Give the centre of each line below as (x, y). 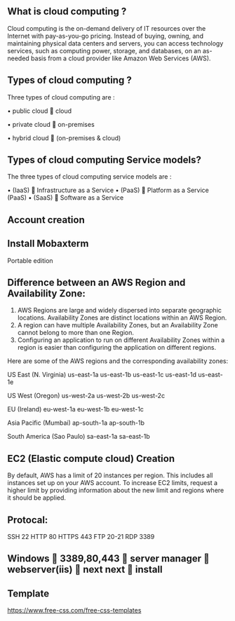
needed (18, 58)
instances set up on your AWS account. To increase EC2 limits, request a (113, 483)
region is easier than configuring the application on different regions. (116, 348)
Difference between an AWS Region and (96, 283)
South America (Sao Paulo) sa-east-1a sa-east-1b (79, 437)
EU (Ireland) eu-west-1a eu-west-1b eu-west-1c (75, 409)
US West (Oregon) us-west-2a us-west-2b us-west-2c (86, 396)
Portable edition (31, 260)
